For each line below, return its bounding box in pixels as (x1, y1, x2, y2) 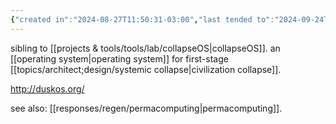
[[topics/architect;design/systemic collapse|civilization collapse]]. (10, 63, 282, 75)
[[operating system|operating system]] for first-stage (10, 52, 229, 65)
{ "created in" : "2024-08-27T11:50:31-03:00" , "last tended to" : (10, 14, 275, 25)
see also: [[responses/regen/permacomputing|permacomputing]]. (10, 102, 283, 114)
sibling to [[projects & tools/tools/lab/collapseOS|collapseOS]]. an (10, 42, 281, 54)
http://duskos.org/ (10, 82, 85, 95)
